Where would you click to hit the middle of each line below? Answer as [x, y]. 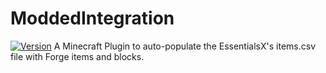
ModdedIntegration [92, 18]
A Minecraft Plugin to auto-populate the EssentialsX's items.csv [184, 46]
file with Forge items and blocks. [77, 56]
